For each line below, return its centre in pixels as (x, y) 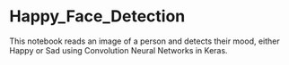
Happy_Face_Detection (97, 16)
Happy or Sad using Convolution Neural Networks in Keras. (118, 50)
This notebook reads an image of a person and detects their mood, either (144, 41)
